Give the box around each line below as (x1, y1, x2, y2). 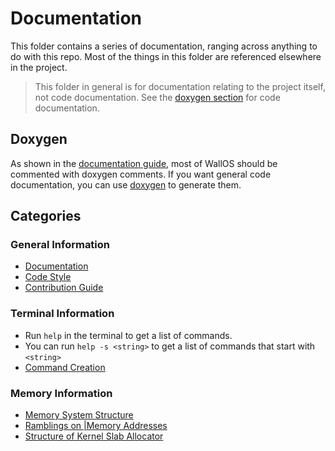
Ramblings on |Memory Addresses (24, 420, 168, 432)
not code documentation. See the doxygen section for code (34, 91, 281, 103)
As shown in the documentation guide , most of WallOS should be (10, 157, 278, 169)
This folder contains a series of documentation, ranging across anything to (10, 40, 318, 52)
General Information (10, 238, 111, 252)
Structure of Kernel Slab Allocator (24, 430, 164, 442)
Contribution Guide (24, 282, 104, 294)
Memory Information (10, 386, 113, 400)
